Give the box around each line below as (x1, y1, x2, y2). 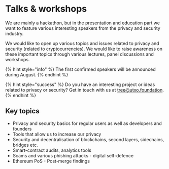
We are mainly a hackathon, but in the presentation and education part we (5, 20, 160, 26)
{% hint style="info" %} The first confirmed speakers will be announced (5, 66, 156, 72)
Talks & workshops (5, 3, 87, 15)
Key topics (5, 107, 40, 115)
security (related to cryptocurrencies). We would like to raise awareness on (5, 46, 162, 52)
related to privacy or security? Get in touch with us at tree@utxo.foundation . (5, 87, 164, 93)
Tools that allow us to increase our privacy (12, 131, 102, 137)
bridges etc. (12, 142, 38, 148)
